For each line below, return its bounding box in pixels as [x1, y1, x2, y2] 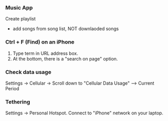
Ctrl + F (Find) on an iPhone [5, 38, 75, 46]
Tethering [5, 98, 31, 105]
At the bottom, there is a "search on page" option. [12, 55, 118, 62]
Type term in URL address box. [12, 50, 78, 56]
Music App [5, 4, 33, 11]
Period [5, 85, 19, 91]
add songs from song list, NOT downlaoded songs [12, 26, 119, 32]
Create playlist [5, 16, 36, 22]
